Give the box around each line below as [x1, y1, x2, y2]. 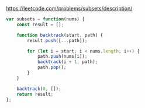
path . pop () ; [37, 64, 67, 71]
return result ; [16, 91, 54, 97]
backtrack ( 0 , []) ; [16, 86, 61, 92]
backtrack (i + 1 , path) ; [37, 59, 98, 65]
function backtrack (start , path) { [16, 32, 103, 38]
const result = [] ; [16, 22, 64, 27]
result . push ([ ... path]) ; [27, 37, 88, 43]
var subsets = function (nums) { [6, 16, 85, 22]
